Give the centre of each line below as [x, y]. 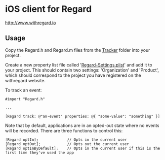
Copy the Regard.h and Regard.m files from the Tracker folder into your [78, 50]
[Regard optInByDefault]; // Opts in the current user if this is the [83, 148]
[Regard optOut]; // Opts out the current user [67, 144]
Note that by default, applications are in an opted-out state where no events [82, 125]
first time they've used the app [40, 153]
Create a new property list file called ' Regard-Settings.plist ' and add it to [79, 64]
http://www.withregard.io [31, 23]
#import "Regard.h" [25, 99]
